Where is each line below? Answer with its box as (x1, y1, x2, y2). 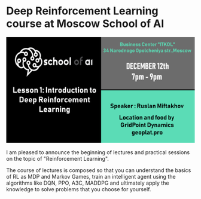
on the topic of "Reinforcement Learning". (6, 155, 109, 163)
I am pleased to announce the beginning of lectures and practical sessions (6, 149, 190, 156)
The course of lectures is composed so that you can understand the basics (6, 167, 191, 174)
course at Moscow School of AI (6, 17, 165, 30)
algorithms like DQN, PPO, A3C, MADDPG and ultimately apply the (6, 179, 169, 186)
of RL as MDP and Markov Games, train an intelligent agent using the (6, 173, 176, 180)
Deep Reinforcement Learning (6, 4, 159, 18)
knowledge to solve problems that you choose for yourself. (6, 186, 151, 193)
